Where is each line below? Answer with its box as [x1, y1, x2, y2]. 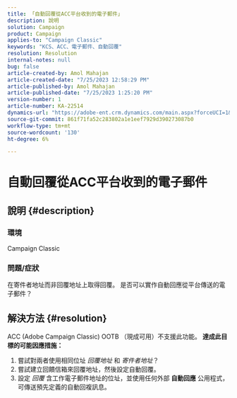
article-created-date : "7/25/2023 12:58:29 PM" [7, 76, 150, 84]
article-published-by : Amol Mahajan [7, 83, 115, 90]
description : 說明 [7, 17, 59, 24]
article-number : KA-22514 [7, 103, 83, 110]
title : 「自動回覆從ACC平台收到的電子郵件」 [7, 10, 123, 18]
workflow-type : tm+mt [7, 122, 71, 130]
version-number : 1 [7, 96, 61, 103]
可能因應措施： [19, 341, 63, 350]
